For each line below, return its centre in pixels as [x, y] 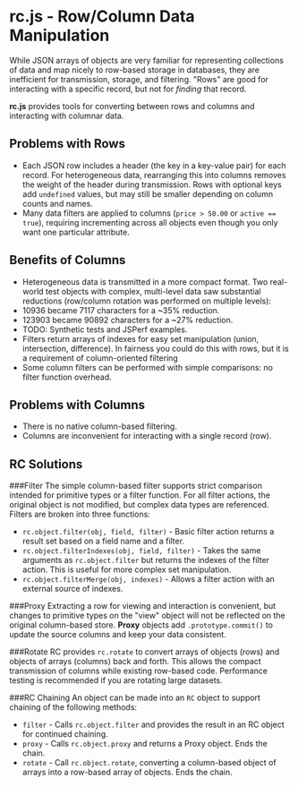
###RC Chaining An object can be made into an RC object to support [135, 698]
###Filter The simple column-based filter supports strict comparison [136, 486]
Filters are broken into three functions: [80, 514]
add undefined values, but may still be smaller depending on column [148, 193]
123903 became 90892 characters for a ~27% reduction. [128, 320]
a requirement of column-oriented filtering [100, 358]
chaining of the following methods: [73, 707]
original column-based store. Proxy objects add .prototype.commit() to [141, 625]
